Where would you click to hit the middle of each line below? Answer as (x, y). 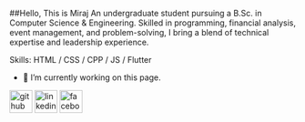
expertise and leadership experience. (79, 42)
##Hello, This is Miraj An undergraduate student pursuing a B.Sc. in (136, 13)
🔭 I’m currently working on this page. (91, 77)
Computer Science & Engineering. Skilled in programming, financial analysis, (152, 23)
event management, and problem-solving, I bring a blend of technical (139, 32)
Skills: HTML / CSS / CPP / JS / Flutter (81, 60)
